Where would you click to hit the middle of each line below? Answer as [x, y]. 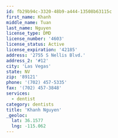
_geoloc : [17, 115]
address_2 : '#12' [27, 60]
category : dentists [30, 104]
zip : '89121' [22, 77]
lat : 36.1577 [27, 121]
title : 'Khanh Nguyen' [34, 110]
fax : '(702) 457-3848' [34, 88]
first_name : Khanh [29, 17]
